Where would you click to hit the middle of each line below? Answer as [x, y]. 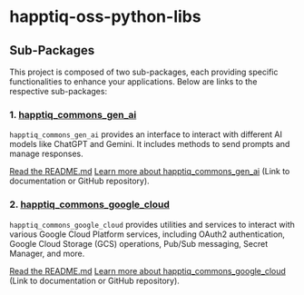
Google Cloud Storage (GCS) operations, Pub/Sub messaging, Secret [139, 243]
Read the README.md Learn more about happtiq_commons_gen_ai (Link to [150, 172]
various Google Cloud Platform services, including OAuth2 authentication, [147, 234]
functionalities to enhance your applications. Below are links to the [133, 82]
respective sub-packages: [58, 91]
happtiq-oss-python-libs [105, 17]
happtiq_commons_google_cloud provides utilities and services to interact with [152, 224]
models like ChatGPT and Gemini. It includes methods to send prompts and [150, 144]
